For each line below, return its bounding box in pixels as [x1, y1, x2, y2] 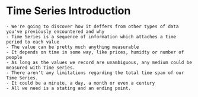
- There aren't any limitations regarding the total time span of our [6, 69, 184, 76]
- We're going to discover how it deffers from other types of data [6, 24, 179, 29]
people [6, 54, 23, 60]
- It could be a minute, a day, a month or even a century [6, 80, 155, 86]
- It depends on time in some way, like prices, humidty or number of [6, 49, 184, 55]
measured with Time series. [6, 65, 76, 71]
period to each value [6, 39, 60, 45]
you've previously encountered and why [6, 28, 105, 35]
